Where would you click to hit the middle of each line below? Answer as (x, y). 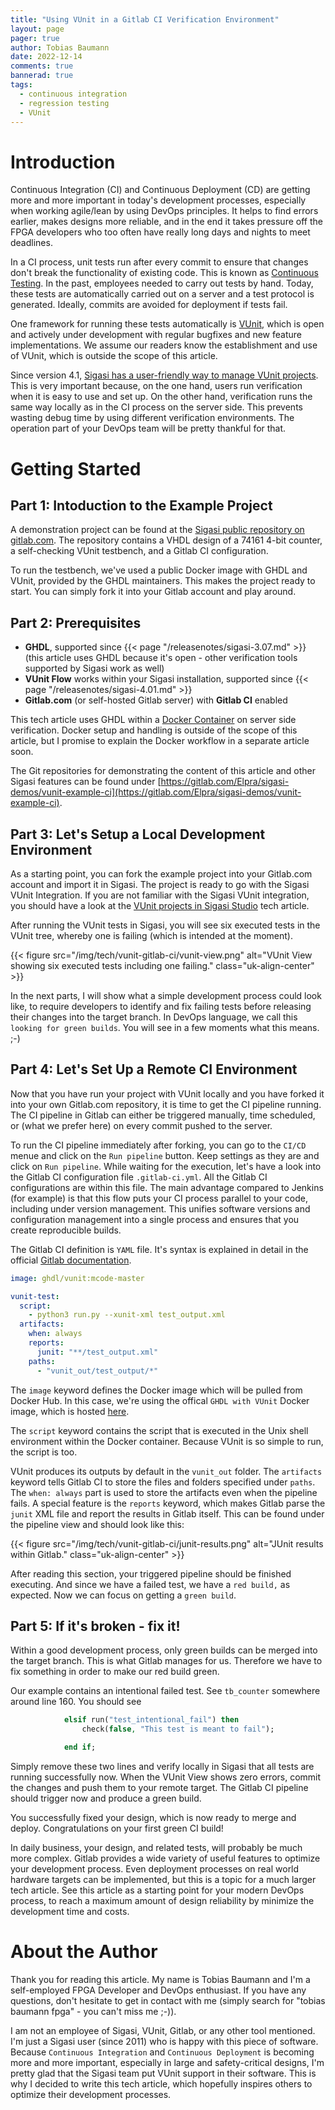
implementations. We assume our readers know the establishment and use (164, 345)
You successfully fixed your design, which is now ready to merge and (153, 1817)
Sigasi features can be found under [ (86, 782)
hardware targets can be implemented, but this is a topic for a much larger (163, 1879)
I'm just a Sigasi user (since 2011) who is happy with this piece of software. (164, 2041)
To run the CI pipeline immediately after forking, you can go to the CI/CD (158, 1145)
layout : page (37, 29)
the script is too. (44, 1452)
